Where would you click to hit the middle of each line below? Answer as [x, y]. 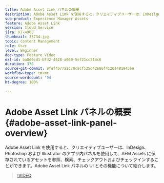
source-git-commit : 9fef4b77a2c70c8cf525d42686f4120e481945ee [70, 69]
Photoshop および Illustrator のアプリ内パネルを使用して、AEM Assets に [78, 153]
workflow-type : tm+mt [27, 73]
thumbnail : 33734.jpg [27, 37]
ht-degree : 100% [21, 82]
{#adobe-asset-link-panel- [61, 123]
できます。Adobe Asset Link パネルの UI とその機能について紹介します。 [86, 165]
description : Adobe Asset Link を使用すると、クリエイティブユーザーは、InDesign [83, 14]
